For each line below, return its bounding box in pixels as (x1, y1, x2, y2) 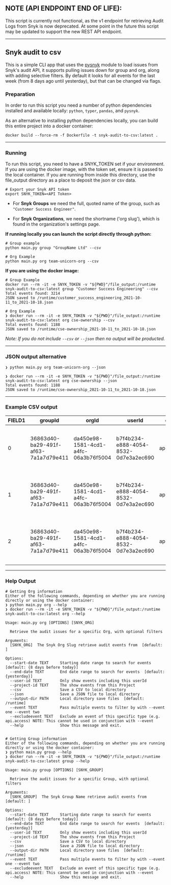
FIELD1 (8, 417, 25, 424)
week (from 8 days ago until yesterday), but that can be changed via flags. (5, 78, 162, 84)
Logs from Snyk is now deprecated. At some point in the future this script (5, 23, 159, 29)
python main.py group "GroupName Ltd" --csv (5, 245, 101, 250)
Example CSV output (5, 403, 58, 411)
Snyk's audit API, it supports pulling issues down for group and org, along (5, 67, 159, 73)
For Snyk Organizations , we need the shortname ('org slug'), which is (12, 216, 160, 222)
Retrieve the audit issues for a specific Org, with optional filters (10, 629, 163, 635)
